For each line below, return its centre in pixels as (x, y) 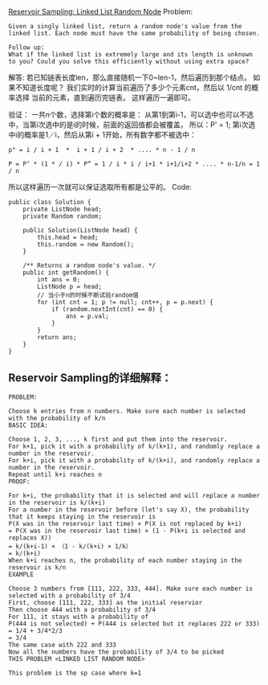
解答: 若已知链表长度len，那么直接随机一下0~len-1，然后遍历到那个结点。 (130, 77)
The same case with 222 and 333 (62, 645)
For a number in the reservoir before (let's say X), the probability (129, 510)
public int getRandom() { (66, 273)
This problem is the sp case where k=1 (75, 673)
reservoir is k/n (37, 567)
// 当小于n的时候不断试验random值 (88, 295)
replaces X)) (30, 538)
